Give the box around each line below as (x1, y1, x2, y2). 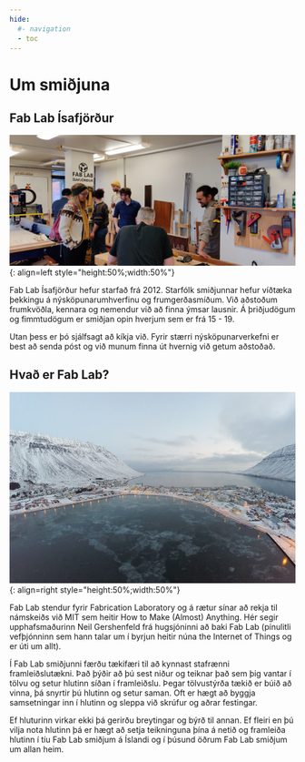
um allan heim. (9, 743, 64, 755)
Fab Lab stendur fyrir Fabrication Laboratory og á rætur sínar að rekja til (9, 602, 279, 613)
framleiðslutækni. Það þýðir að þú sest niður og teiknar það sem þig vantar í (9, 667, 292, 678)
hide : (9, 15, 30, 24)
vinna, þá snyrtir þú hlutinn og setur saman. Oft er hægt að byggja (9, 687, 256, 698)
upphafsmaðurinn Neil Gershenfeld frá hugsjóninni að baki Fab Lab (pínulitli (9, 621, 291, 632)
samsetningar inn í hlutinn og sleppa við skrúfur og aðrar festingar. (9, 696, 259, 707)
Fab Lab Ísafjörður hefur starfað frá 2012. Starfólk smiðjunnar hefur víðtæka (9, 284, 292, 295)
